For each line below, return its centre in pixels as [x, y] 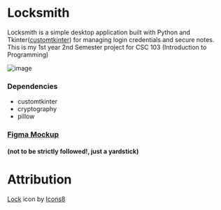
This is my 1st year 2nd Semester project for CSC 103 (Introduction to [107, 47]
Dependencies [33, 86]
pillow [26, 116]
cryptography [37, 109]
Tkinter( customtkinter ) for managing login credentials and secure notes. [111, 39]
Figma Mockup [33, 134]
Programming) [28, 55]
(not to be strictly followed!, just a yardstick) [73, 151]
